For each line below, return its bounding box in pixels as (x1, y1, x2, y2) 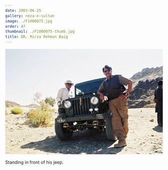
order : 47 (5, 24, 26, 29)
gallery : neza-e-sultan (5, 13, 55, 18)
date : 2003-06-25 (5, 8, 41, 13)
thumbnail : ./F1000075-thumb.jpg (5, 29, 75, 34)
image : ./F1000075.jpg (5, 18, 52, 23)
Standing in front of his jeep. (5, 159, 64, 165)
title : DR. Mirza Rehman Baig (5, 34, 68, 39)
